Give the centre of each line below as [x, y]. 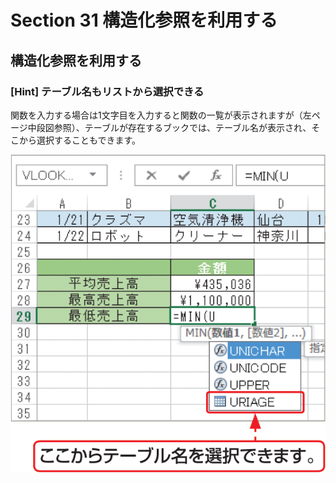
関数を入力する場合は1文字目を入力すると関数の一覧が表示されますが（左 [161, 115]
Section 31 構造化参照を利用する [144, 20]
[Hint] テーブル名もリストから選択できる [107, 91]
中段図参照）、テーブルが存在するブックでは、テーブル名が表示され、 [169, 127]
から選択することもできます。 [80, 140]
